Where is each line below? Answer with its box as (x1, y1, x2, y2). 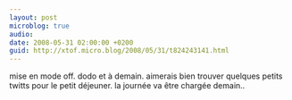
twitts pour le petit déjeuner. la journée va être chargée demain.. (9, 80, 246, 91)
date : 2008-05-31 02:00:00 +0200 (9, 37, 134, 47)
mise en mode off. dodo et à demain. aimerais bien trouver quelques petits (9, 71, 283, 81)
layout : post (9, 12, 58, 22)
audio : (9, 29, 34, 38)
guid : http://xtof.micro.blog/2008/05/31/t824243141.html (9, 46, 229, 55)
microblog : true (9, 21, 70, 30)
